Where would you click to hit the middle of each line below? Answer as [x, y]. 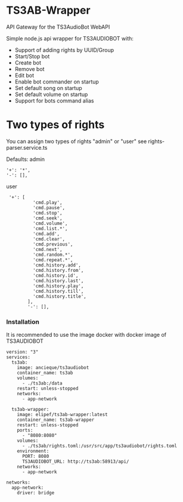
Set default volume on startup [51, 94]
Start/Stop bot [32, 56]
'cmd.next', [47, 249]
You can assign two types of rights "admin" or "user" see [77, 141]
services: [18, 357]
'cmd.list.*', [50, 228]
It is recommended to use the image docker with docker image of [86, 335]
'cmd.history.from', [58, 270]
